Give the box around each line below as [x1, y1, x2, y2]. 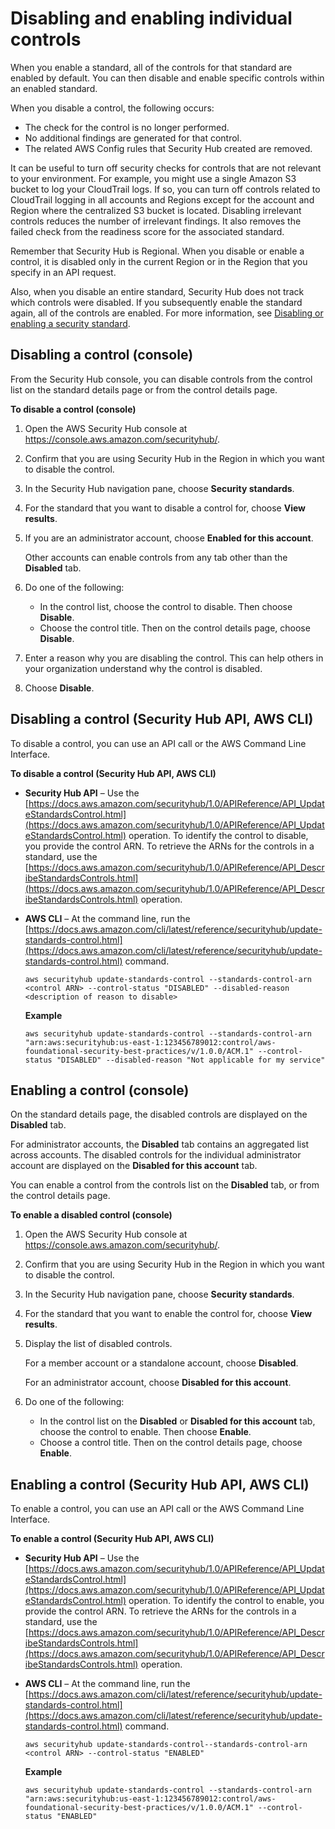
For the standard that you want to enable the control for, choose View [24, 1308, 313, 1320]
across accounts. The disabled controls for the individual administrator [10, 1149, 302, 1161]
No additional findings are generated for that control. [24, 132, 243, 144]
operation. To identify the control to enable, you [128, 1595, 325, 1607]
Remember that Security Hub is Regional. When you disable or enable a [10, 245, 305, 257]
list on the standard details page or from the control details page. [10, 383, 278, 396]
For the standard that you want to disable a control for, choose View [24, 502, 307, 514]
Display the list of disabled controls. [24, 1338, 173, 1350]
